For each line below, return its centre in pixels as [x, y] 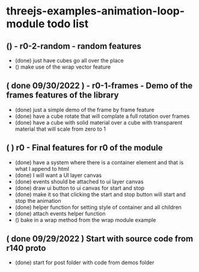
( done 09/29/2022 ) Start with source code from [100, 239]
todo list [68, 24]
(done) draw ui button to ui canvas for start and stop [80, 188]
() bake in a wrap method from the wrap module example [85, 220]
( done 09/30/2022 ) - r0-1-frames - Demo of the [99, 86]
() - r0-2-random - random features [74, 46]
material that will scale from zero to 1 [60, 129]
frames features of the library [63, 95]
